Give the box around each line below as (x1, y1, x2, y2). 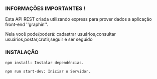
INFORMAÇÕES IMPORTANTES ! (5, 5, 85, 12)
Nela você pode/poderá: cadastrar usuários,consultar (5, 31, 116, 37)
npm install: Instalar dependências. (5, 60, 84, 65)
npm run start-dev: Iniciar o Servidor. (5, 69, 91, 74)
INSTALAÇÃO (5, 49, 39, 56)
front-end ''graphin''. (5, 21, 49, 27)
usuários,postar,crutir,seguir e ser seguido (5, 36, 93, 42)
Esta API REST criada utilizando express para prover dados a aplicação (5, 16, 152, 22)
